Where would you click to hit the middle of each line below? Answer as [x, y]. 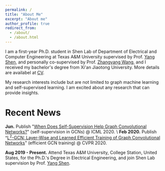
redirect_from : [21, 28]
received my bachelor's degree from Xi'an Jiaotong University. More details [82, 67]
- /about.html [24, 38]
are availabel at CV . [25, 72]
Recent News [33, 113]
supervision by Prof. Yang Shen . [38, 163]
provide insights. [22, 93]
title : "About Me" [24, 14]
